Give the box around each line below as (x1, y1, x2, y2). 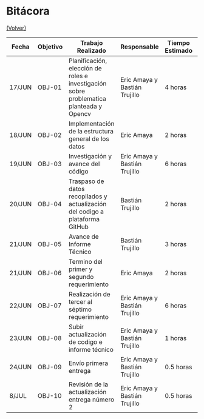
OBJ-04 (37, 199, 62, 208)
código (69, 167, 89, 175)
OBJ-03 (37, 159, 62, 168)
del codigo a (69, 207, 104, 216)
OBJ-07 (37, 301, 62, 310)
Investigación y (69, 152, 112, 160)
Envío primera (69, 359, 108, 367)
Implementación (69, 119, 115, 128)
